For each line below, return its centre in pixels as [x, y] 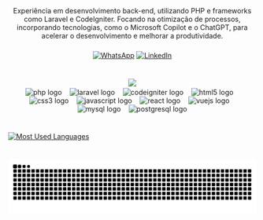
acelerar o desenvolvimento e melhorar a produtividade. [132, 36]
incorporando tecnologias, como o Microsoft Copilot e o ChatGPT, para [132, 27]
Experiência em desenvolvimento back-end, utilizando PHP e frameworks [132, 11]
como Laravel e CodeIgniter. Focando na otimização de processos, [132, 19]
